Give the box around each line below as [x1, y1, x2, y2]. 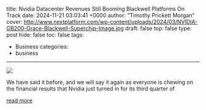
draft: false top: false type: [124, 24, 192, 32]
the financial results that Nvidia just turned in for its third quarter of [6, 85, 175, 92]
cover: [6, 18, 23, 25]
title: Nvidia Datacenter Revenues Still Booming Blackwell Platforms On [6, 5, 185, 12]
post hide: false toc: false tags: [6, 31, 84, 38]
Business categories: [15, 43, 69, 50]
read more [6, 97, 32, 104]
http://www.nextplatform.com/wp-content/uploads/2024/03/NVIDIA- [23, 18, 198, 25]
